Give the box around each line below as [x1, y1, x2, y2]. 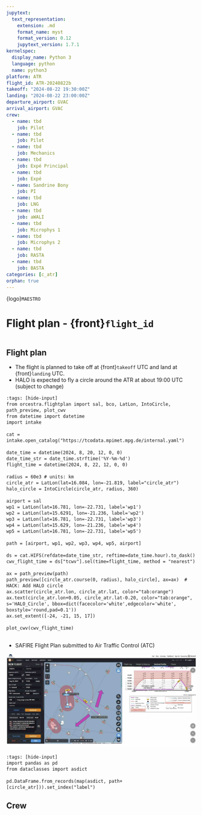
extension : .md [17, 22, 55, 28]
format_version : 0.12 [17, 35, 71, 42]
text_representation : [11, 16, 66, 22]
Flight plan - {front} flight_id [6, 316, 154, 330]
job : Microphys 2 [17, 240, 61, 246]
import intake [6, 419, 42, 426]
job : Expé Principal [17, 163, 69, 169]
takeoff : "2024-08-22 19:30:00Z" [6, 87, 90, 93]
